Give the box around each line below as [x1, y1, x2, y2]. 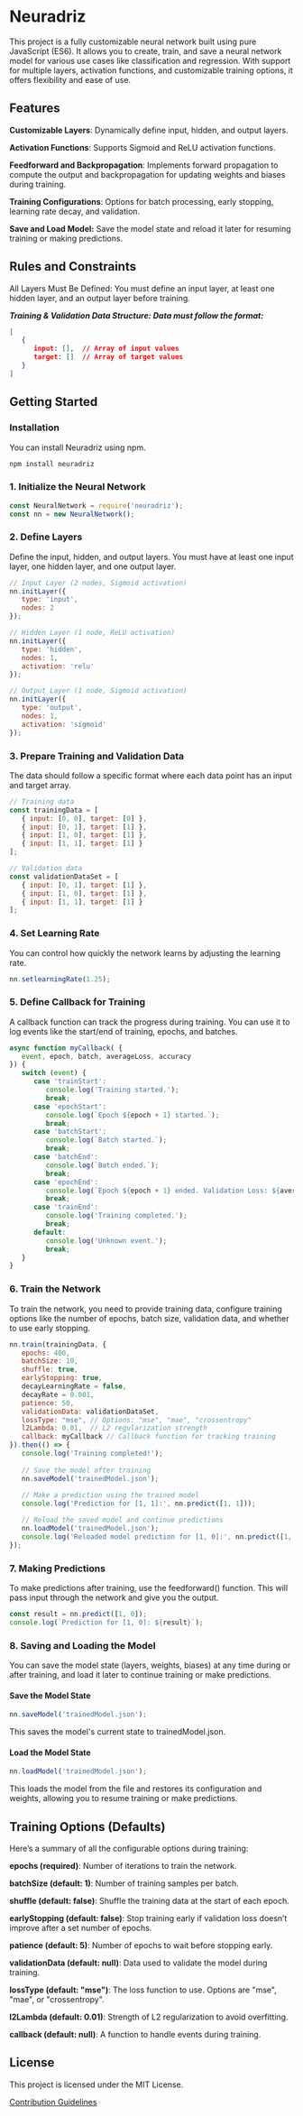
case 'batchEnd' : [32, 1153, 99, 1162]
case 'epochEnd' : [32, 1177, 99, 1187]
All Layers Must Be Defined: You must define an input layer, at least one [9, 282, 275, 294]
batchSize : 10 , [21, 1357, 78, 1366]
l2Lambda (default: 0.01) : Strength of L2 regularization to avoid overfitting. [9, 2011, 289, 2022]
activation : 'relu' [21, 661, 95, 671]
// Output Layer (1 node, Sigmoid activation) [9, 686, 188, 695]
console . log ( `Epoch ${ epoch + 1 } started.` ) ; [45, 1110, 220, 1119]
